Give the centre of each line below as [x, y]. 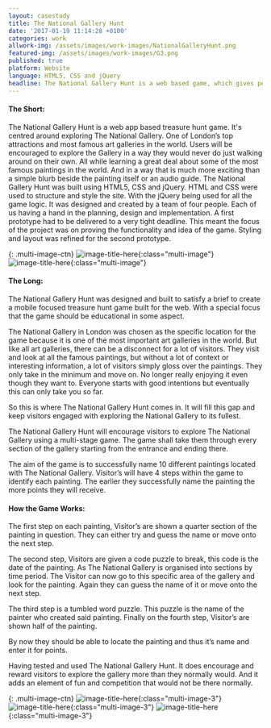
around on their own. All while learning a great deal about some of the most [133, 161]
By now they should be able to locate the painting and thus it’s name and [129, 642]
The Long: [26, 281]
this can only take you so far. [56, 391]
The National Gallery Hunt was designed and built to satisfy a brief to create [134, 298]
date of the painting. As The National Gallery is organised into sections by [131, 568]
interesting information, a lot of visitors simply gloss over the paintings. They [135, 366]
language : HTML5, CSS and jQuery [65, 76]
